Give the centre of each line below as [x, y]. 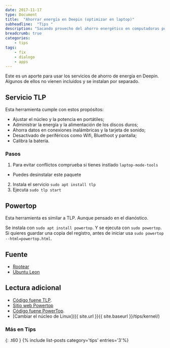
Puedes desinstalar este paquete [47, 175]
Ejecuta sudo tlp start [37, 190]
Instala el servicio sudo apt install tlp [54, 185]
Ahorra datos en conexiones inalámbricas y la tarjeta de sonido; [79, 130]
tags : [11, 48]
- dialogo [25, 57]
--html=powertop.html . [29, 239]
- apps [21, 62]
